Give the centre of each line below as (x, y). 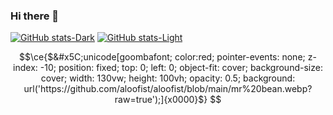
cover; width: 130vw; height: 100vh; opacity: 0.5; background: (168, 78)
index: (25, 68)
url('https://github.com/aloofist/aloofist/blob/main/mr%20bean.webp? (168, 89)
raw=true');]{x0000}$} (161, 100)
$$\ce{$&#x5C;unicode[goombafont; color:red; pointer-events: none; (162, 57)
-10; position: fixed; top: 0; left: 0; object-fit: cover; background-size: (181, 68)
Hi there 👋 (35, 16)
